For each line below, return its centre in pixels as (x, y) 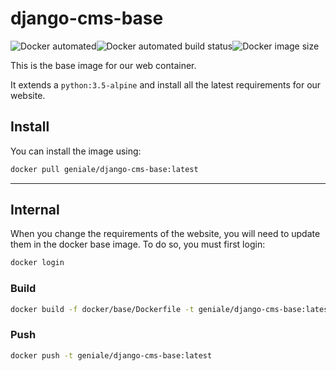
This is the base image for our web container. (103, 65)
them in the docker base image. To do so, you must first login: (138, 244)
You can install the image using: (76, 151)
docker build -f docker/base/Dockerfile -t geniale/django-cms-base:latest (171, 309)
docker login (37, 263)
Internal (35, 210)
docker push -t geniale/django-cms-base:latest (111, 355)
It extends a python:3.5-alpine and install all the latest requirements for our (166, 84)
